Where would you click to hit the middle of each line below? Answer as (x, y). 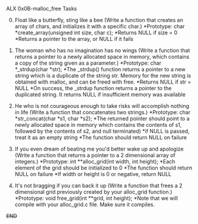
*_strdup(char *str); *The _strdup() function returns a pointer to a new (100, 69)
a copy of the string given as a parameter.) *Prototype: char (88, 63)
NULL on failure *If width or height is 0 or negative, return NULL (93, 174)
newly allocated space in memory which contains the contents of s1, (98, 125)
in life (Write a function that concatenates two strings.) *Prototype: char (103, 112)
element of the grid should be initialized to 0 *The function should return (103, 168)
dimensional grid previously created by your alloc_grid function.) (93, 192)
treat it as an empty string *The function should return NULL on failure (101, 137)
